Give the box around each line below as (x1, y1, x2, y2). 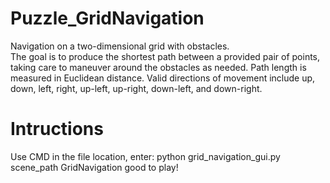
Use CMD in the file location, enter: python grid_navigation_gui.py (10, 150, 281, 162)
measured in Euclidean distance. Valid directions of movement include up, (10, 72, 316, 84)
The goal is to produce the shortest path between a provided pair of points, (10, 50, 321, 62)
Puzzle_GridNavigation (10, 7, 205, 30)
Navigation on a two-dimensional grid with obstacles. (10, 40, 230, 52)
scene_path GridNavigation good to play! (10, 161, 179, 173)
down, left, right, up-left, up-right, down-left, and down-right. (10, 82, 263, 94)
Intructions (10, 118, 104, 141)
